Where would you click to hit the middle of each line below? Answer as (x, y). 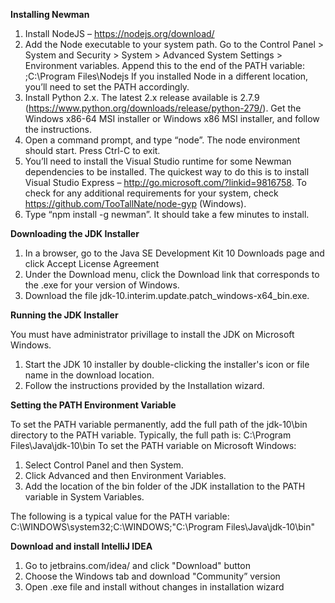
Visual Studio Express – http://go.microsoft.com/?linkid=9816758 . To (165, 182)
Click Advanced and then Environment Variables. (125, 475)
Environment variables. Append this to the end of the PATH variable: (164, 65)
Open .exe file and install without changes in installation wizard (154, 587)
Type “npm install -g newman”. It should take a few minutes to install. (167, 214)
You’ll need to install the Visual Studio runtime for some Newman (158, 161)
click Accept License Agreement (92, 263)
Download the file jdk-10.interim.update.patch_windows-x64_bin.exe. (167, 295)
